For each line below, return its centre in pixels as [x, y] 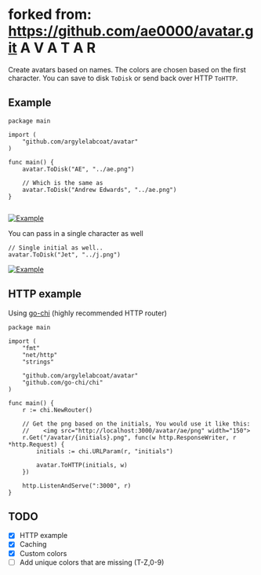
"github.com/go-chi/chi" [63, 382]
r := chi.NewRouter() [57, 410]
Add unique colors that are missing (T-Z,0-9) [92, 562]
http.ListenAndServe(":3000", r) [77, 485]
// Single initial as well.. [56, 248]
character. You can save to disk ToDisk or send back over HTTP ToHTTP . [123, 78]
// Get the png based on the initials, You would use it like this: [136, 424]
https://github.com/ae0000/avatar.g [131, 31]
